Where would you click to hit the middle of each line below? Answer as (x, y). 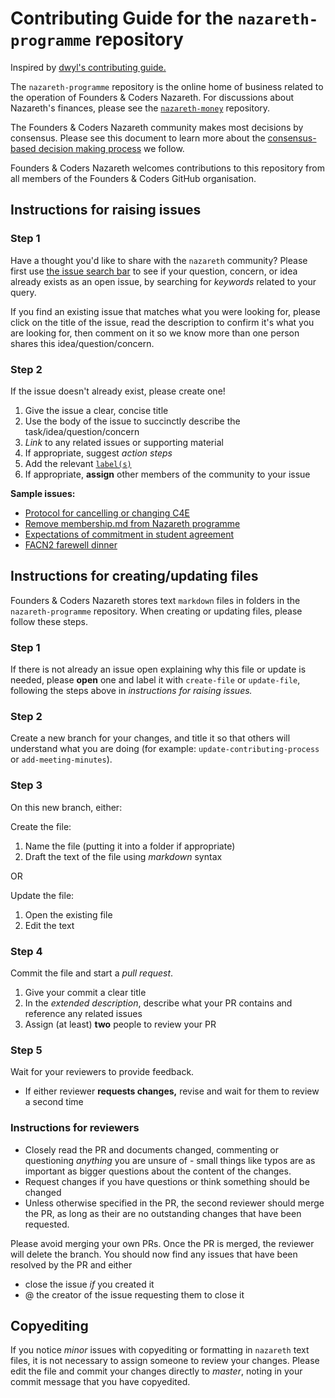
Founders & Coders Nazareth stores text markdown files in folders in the (155, 600)
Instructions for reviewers (75, 1128)
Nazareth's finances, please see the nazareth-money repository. (140, 108)
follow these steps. (49, 621)
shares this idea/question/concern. (82, 343)
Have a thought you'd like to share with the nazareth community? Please (159, 260)
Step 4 (26, 951)
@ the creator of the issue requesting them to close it (134, 1294)
